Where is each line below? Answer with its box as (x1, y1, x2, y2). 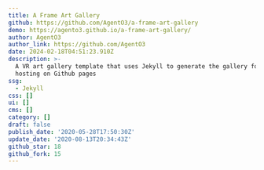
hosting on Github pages (15, 70, 97, 78)
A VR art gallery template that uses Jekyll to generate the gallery (15, 63, 247, 71)
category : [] (8, 114, 51, 121)
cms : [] (8, 107, 34, 114)
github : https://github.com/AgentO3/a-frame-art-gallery (8, 19, 199, 27)
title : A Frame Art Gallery (8, 11, 101, 20)
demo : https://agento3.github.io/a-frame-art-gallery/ (8, 26, 192, 34)
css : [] (8, 92, 34, 99)
